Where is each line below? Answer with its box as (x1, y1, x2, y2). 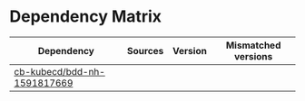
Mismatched (225, 39, 281, 51)
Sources (126, 44, 164, 57)
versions (234, 50, 273, 62)
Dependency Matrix (9, 6, 162, 27)
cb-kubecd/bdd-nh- (14, 65, 106, 78)
